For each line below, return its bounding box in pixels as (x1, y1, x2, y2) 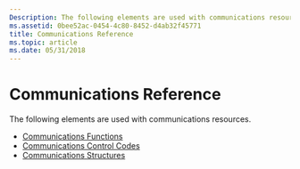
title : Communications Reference (9, 29, 134, 38)
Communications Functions (21, 131, 123, 142)
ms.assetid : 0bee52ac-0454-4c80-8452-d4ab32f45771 (9, 21, 202, 30)
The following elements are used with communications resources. (9, 114, 252, 125)
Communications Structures (21, 150, 126, 161)
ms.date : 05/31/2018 (9, 46, 87, 55)
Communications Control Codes (21, 141, 140, 151)
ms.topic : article (9, 37, 78, 47)
